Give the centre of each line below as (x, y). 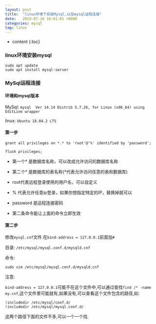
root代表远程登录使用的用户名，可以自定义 (55, 182)
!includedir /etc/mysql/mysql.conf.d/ (44, 307)
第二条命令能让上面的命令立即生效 (46, 213)
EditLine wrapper (23, 111)
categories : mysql (24, 23)
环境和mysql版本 (22, 95)
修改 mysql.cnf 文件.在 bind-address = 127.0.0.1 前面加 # (60, 237)
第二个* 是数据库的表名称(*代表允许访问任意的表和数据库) (70, 172)
